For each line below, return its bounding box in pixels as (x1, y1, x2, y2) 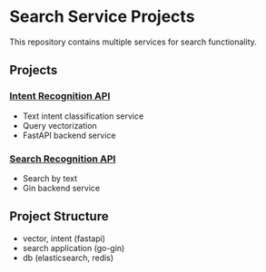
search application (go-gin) (22, 242, 125, 253)
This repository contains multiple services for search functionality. (9, 36, 257, 47)
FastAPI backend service (22, 130, 116, 141)
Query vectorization (22, 120, 97, 131)
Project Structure (9, 209, 109, 224)
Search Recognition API (9, 152, 116, 165)
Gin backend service (22, 182, 101, 193)
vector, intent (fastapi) (22, 233, 106, 244)
